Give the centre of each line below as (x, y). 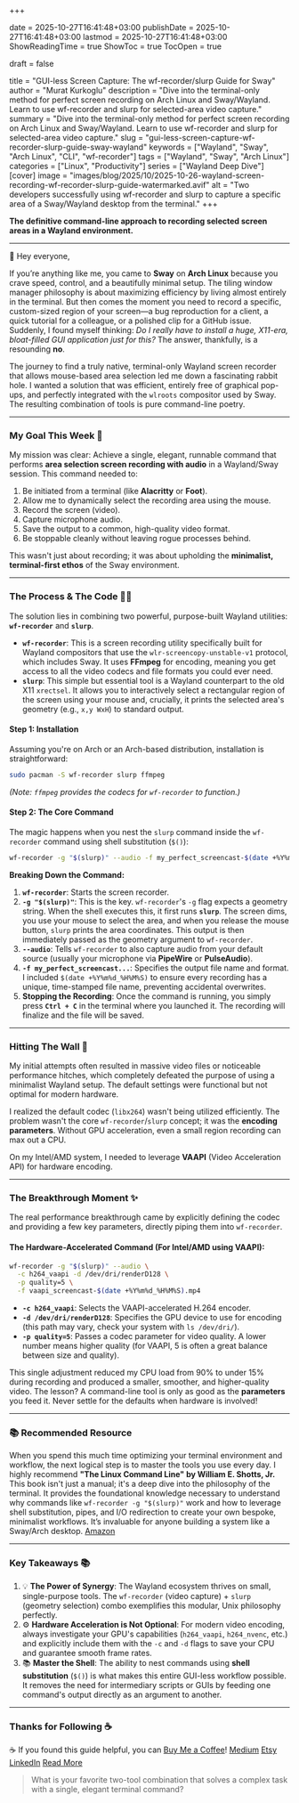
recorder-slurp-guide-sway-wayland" (78, 147)
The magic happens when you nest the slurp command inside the (130, 832)
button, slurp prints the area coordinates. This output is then (133, 930)
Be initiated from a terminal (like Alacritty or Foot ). (115, 491)
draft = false (32, 64)
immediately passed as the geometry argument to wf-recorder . (137, 939)
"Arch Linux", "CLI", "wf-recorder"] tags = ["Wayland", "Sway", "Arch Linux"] (149, 156)
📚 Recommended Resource (71, 1433)
